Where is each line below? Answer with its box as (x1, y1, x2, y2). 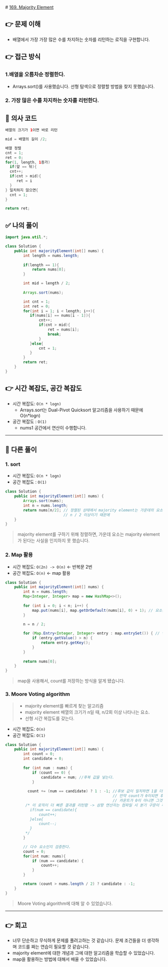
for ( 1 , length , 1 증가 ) (5, 160, 50, 165)
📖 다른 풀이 (5, 445, 37, 454)
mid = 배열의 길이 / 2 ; (5, 137, 47, 142)
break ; (47, 332, 61, 337)
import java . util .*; (5, 235, 48, 240)
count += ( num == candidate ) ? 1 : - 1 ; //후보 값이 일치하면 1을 (27, 789, 157, 794)
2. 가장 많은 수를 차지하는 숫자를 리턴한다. (5, 97, 99, 104)
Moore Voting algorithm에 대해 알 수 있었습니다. (17, 900, 113, 906)
